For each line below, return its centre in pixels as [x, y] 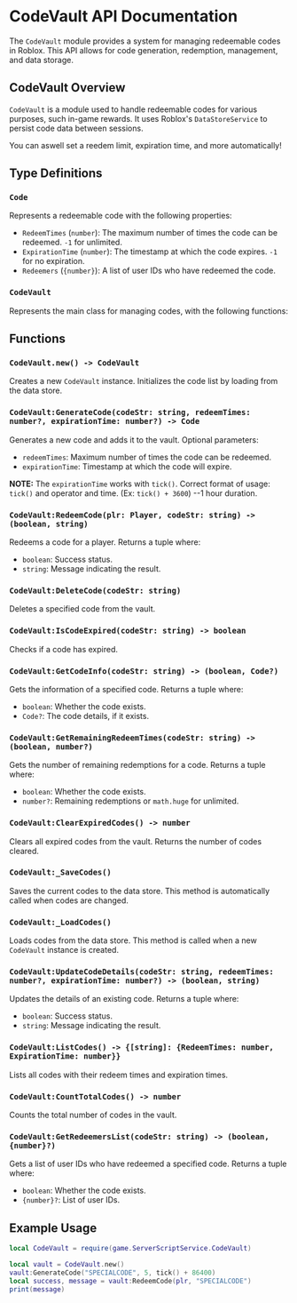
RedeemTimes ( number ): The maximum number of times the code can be [149, 233]
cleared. [24, 851]
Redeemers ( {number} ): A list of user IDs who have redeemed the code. [149, 271]
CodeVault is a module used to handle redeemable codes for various [133, 109]
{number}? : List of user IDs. [71, 1200]
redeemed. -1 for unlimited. [72, 243]
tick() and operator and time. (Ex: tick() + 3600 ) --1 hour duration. [133, 493]
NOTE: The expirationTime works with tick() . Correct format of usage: [140, 484]
